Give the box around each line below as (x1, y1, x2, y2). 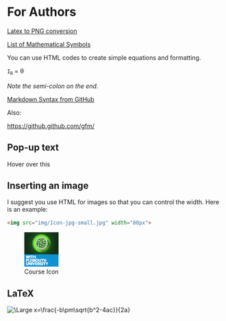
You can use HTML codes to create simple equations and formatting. (7, 53, 201, 62)
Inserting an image (7, 179, 89, 191)
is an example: (7, 206, 48, 214)
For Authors (7, 4, 77, 20)
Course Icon (24, 267, 60, 276)
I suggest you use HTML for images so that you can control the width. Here (7, 198, 220, 206)
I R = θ (7, 67, 24, 76)
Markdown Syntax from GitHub (7, 95, 95, 103)
